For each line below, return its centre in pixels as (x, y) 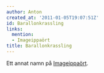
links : (15, 29)
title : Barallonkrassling (39, 46)
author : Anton (24, 12)
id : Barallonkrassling (35, 23)
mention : (23, 35)
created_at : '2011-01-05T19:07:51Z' (53, 18)
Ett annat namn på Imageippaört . (47, 63)
